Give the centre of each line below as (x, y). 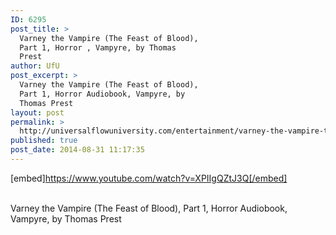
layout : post (37, 112)
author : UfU (35, 66)
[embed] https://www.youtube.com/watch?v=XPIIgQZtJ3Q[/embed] (149, 178)
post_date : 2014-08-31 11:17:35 (77, 150)
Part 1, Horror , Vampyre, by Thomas (98, 47)
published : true (44, 141)
